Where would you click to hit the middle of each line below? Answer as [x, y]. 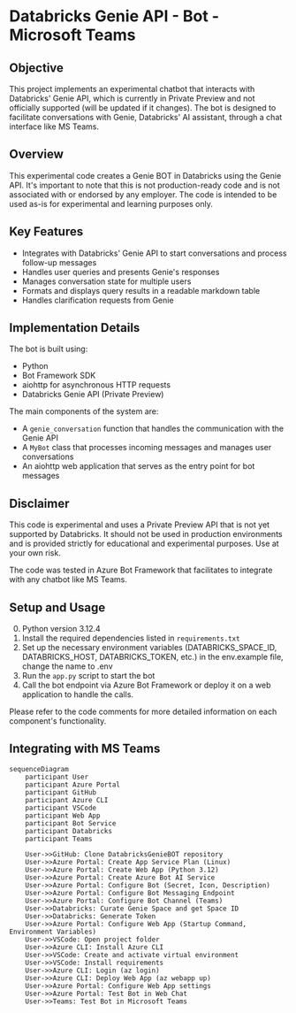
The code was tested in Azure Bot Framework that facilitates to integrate [141, 570]
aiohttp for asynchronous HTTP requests [96, 385]
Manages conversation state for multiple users [106, 281]
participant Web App [63, 816]
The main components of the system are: [84, 411]
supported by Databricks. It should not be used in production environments [146, 534]
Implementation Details [75, 328]
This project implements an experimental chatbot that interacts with [132, 89]
